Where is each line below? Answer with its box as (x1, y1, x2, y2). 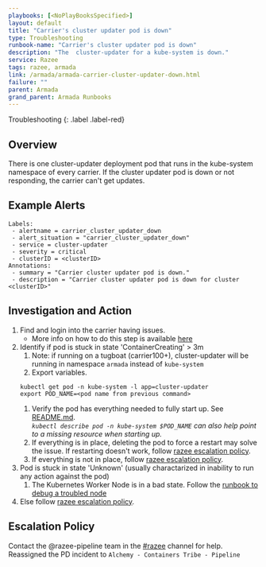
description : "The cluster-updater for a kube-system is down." (8, 49, 229, 56)
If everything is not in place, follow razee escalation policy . (31, 454, 224, 464)
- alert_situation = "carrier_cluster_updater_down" (11, 234, 191, 242)
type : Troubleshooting (8, 33, 83, 42)
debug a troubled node (31, 488, 107, 498)
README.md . (31, 412, 75, 421)
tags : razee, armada (8, 64, 77, 72)
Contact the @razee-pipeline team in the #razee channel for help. (8, 541, 223, 550)
